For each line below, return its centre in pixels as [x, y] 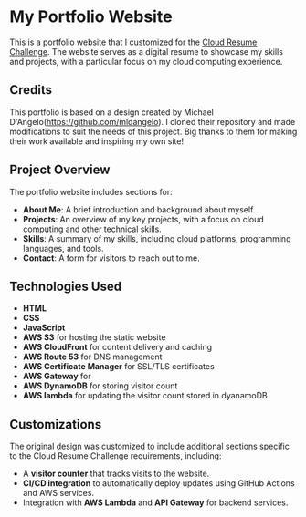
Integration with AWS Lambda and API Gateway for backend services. [155, 502]
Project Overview [60, 170]
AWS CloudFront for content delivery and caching [117, 347]
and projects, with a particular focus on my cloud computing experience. [146, 61]
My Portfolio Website [91, 17]
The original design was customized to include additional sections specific [149, 446]
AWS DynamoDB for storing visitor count [100, 386]
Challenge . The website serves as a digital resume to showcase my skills [146, 51]
